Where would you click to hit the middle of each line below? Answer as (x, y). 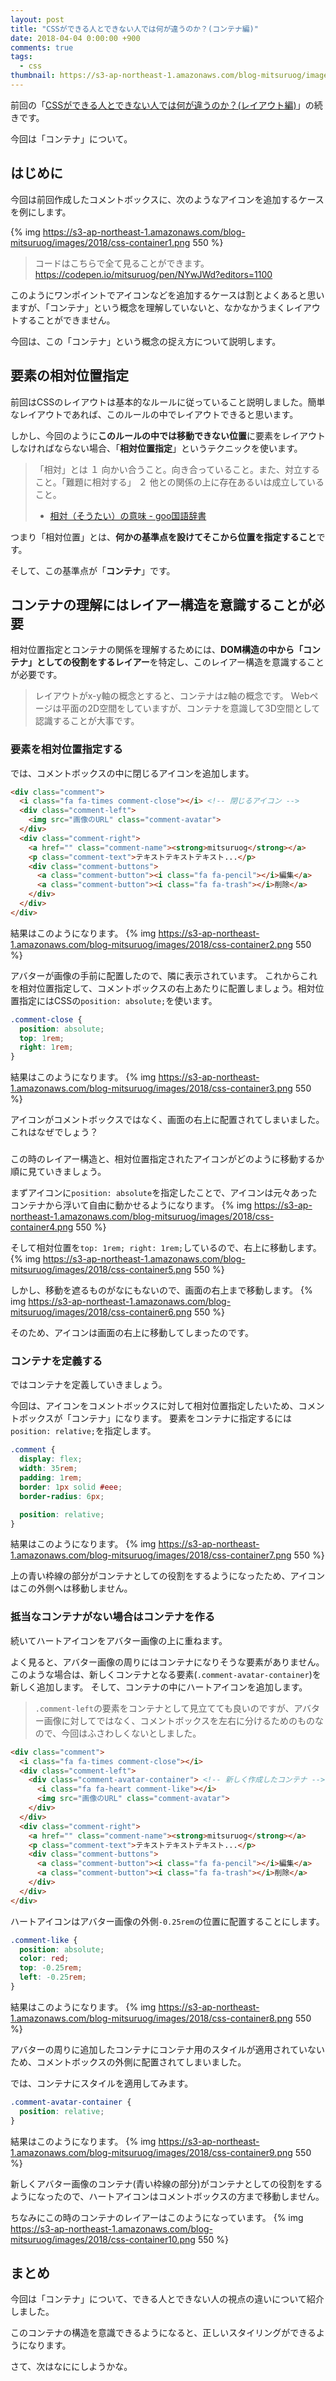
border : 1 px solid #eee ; (71, 1487)
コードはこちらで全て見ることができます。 (122, 263)
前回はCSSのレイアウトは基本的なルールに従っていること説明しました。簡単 (168, 402)
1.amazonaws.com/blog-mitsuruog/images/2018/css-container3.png (151, 1088)
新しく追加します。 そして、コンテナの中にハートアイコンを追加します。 (159, 1687)
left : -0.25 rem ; (53, 1977)
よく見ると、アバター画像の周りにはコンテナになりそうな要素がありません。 (167, 1662)
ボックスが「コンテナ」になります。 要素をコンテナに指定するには (155, 1418)
